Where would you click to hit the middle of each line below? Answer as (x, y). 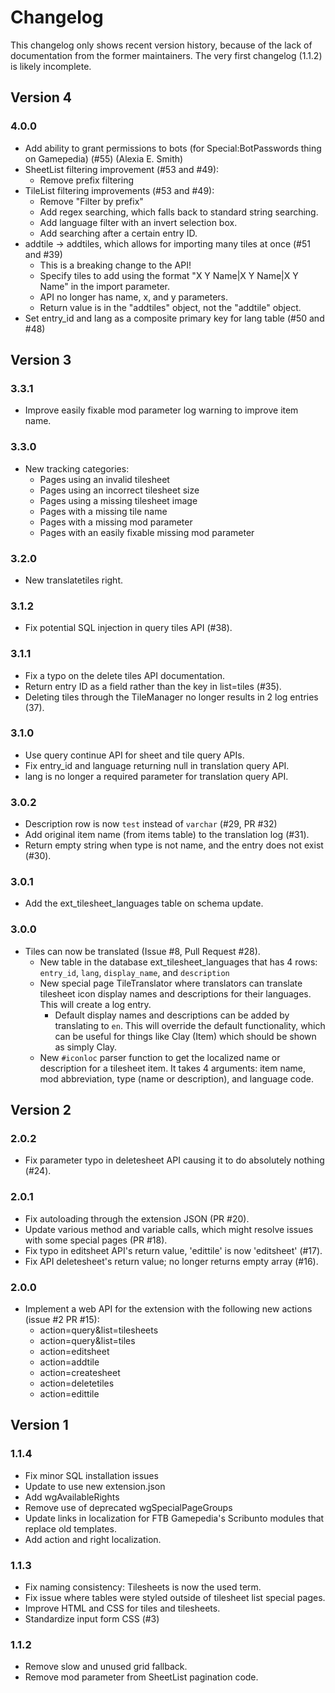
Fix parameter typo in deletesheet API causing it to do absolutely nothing (174, 1160)
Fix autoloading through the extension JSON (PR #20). (137, 1218)
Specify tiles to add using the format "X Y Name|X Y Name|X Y (169, 275)
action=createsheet (80, 1372)
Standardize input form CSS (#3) (92, 1618)
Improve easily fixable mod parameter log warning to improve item (161, 410)
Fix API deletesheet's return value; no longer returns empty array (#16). (171, 1261)
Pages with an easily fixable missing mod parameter (147, 532)
